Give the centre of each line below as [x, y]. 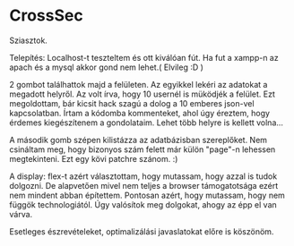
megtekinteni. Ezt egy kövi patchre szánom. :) [94, 158]
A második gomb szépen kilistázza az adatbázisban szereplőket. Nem [138, 140]
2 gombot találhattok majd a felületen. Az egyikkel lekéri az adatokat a [138, 84]
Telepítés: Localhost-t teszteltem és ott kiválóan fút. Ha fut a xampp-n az [144, 57]
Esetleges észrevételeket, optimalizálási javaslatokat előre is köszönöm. [142, 231]
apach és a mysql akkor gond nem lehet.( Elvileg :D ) [107, 67]
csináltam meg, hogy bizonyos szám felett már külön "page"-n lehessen [143, 149]
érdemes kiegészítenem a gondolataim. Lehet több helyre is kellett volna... [147, 123]
